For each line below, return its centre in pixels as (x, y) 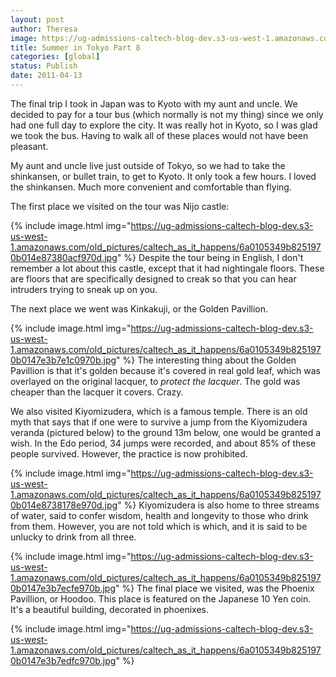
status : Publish (44, 66)
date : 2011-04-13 (46, 76)
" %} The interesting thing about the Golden (206, 360)
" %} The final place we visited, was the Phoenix (214, 588)
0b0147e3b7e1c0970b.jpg (63, 360)
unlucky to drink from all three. (73, 537)
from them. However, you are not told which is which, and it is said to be (159, 526)
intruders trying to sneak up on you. (84, 289)
